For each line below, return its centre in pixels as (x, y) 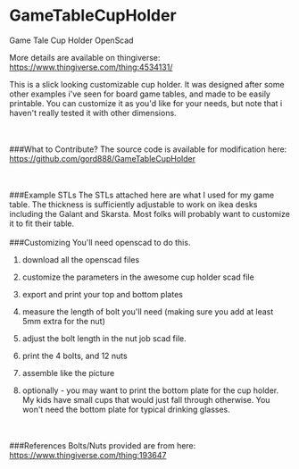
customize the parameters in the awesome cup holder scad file (138, 277)
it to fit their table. (42, 223)
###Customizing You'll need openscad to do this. (100, 242)
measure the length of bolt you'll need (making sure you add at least (148, 311)
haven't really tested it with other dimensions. (93, 113)
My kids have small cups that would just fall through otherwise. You (146, 399)
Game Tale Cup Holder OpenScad (71, 40)
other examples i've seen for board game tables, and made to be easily (140, 94)
